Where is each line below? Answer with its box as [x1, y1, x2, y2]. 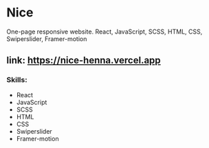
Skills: [6, 75, 28, 85]
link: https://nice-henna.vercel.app [6, 55, 161, 66]
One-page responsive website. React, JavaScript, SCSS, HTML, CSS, [6, 27, 203, 36]
